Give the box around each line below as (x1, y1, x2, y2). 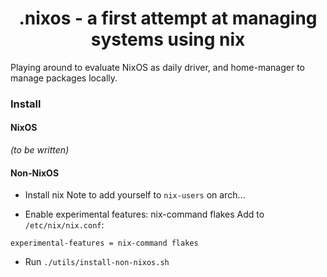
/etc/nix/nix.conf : (24, 219, 105, 231)
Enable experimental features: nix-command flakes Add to (24, 208, 265, 221)
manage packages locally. (10, 72, 118, 84)
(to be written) (10, 144, 70, 156)
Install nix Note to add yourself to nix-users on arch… (24, 189, 246, 201)
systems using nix (90, 28, 246, 51)
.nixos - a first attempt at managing (18, 7, 318, 30)
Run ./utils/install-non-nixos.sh (24, 256, 170, 268)
